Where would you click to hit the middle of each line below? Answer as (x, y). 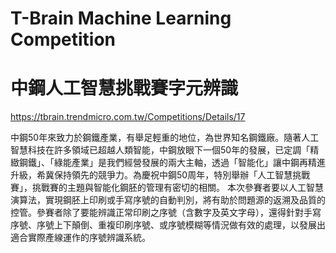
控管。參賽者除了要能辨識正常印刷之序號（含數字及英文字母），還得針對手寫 (166, 213)
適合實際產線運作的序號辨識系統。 (80, 238)
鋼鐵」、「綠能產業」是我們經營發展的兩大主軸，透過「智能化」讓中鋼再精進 (172, 163)
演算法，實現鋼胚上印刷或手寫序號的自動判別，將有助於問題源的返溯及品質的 (168, 200)
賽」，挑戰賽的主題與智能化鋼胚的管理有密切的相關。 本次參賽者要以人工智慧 (167, 188)
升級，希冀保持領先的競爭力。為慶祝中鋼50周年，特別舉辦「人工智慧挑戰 (160, 175)
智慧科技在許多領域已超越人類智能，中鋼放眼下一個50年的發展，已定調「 (160, 150)
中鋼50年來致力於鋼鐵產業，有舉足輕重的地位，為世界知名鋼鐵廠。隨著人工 (165, 138)
